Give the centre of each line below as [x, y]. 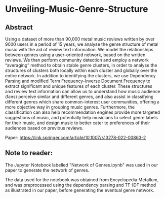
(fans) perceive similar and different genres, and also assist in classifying [80, 97]
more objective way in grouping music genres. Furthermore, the [70, 107]
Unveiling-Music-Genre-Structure [77, 9]
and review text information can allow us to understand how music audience [83, 91]
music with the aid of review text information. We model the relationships [79, 49]
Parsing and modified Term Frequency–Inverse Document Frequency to [78, 81]
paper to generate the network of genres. [47, 170]
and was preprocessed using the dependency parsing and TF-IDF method [81, 185]
